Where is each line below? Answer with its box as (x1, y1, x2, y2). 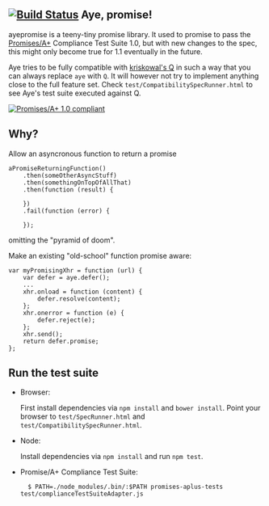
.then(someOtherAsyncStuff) (23, 171, 117, 179)
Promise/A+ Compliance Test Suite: (19, 467, 139, 477)
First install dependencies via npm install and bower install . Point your (19, 403, 261, 413)
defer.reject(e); (37, 316, 95, 324)
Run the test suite (8, 366, 99, 380)
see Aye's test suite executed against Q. (8, 88, 141, 98)
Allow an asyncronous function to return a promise (8, 149, 177, 158)
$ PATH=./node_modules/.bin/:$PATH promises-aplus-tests (27, 483, 224, 491)
